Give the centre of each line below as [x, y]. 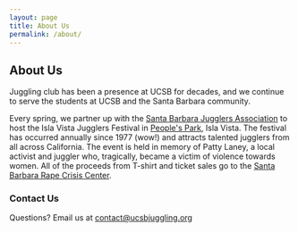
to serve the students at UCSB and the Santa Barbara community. [130, 101]
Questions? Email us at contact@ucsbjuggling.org [101, 218]
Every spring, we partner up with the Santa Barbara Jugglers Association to [149, 119]
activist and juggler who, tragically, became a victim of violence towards [142, 156]
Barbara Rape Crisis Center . [60, 176]
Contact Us [34, 199]
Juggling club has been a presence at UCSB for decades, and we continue [147, 92]
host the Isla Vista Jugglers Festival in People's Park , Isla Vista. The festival [148, 128]
